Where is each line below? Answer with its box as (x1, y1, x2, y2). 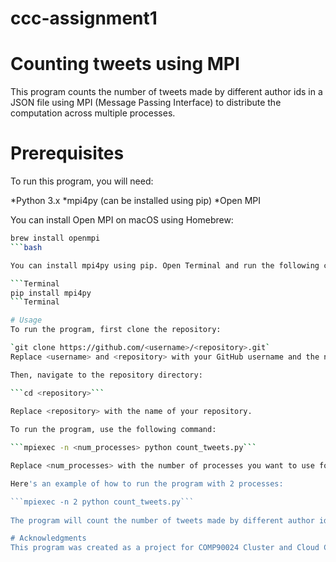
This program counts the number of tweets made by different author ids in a (10, 86, 323, 98)
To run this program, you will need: (10, 175, 154, 187)
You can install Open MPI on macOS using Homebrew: (10, 214, 234, 226)
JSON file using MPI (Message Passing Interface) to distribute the (10, 97, 282, 109)
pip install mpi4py (10, 288, 92, 298)
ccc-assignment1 (10, 7, 158, 30)
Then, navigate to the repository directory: (10, 370, 203, 380)
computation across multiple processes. (10, 107, 176, 119)
